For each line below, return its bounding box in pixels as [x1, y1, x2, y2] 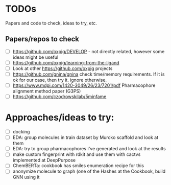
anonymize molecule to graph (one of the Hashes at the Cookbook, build [12, 168, 166, 174]
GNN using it [12, 174, 40, 180]
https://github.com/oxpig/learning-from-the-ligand [12, 59, 119, 65]
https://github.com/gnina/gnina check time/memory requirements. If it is [12, 71, 165, 77]
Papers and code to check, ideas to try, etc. [5, 20, 97, 26]
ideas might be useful [12, 54, 59, 60]
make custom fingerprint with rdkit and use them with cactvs [12, 151, 141, 157]
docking [12, 129, 30, 135]
